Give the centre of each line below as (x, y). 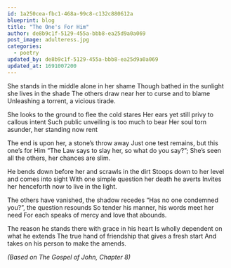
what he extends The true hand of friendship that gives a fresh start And (112, 236)
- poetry (26, 53)
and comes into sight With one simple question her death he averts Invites (114, 179)
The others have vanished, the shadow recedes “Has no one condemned (113, 200)
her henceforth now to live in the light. (62, 186)
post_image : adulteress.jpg (48, 40)
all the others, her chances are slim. (59, 158)
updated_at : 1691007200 (42, 66)
